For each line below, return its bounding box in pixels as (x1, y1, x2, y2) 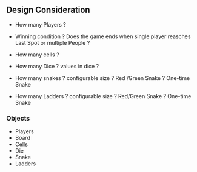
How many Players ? (15, 21, 67, 28)
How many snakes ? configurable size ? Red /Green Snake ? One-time (15, 74, 190, 81)
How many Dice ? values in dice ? (15, 62, 99, 70)
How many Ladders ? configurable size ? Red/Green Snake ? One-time (15, 92, 192, 99)
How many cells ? (15, 51, 59, 58)
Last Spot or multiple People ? (15, 39, 90, 46)
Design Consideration (6, 5, 90, 15)
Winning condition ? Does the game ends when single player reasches (15, 33, 191, 40)
